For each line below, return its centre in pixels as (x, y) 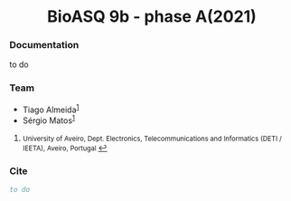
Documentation (44, 45)
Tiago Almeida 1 (51, 109)
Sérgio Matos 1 (48, 120)
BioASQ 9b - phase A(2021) (152, 17)
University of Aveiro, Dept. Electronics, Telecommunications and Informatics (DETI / (152, 139)
